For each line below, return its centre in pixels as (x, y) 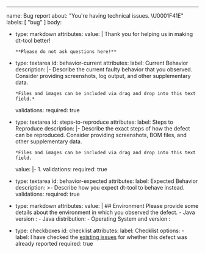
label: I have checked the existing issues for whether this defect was (101, 237)
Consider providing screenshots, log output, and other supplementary (103, 76)
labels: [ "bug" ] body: (34, 22)
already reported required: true (54, 244)
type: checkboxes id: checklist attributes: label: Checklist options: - (99, 230)
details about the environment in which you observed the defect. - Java (105, 212)
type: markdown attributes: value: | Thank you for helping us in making (104, 34)
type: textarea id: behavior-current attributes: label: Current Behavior (102, 63)
